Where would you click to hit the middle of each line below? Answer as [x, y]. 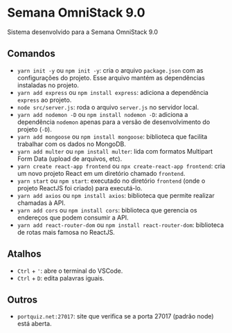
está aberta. [34, 324]
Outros [23, 299]
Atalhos [24, 254]
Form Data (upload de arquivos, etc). [70, 159]
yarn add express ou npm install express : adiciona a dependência [113, 92]
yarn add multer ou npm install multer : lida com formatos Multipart [115, 151]
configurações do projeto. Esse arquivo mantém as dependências [111, 78]
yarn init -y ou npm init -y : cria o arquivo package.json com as [110, 70]
